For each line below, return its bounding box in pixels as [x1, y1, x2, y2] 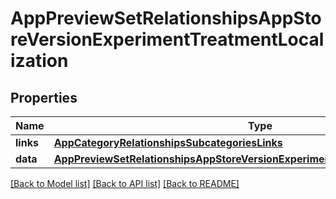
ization [10, 50, 69, 72]
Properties [10, 89, 78, 106]
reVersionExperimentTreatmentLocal [10, 28, 325, 51]
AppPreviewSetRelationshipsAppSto [10, 7, 322, 30]
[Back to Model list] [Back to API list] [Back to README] [10, 178, 240, 189]
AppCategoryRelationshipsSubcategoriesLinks [53, 136, 283, 149]
